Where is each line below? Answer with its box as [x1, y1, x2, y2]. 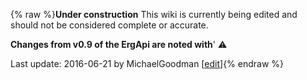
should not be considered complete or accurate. [10, 19, 209, 31]
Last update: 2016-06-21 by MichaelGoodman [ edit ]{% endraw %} [10, 58, 285, 69]
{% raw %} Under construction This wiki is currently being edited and [10, 9, 298, 20]
